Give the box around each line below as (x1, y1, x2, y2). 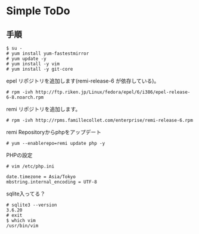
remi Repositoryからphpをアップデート (6, 129, 102, 135)
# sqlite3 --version (6, 202, 58, 208)
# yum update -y (6, 56, 46, 62)
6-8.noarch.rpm (6, 94, 44, 100)
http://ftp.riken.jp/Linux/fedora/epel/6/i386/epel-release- (35, 89, 191, 95)
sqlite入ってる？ (6, 190, 46, 197)
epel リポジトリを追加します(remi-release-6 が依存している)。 (6, 77, 160, 84)
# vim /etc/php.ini (6, 163, 55, 169)
